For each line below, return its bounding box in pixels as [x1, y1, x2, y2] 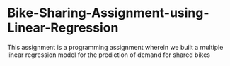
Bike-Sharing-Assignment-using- [7, 5, 210, 21]
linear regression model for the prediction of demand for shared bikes [7, 51, 211, 59]
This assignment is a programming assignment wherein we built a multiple [7, 43, 224, 51]
